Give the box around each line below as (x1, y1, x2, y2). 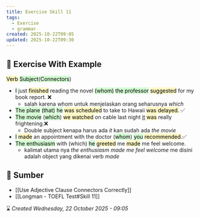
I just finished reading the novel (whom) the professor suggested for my (15, 87, 195, 94)
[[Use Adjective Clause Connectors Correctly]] (15, 186, 132, 193)
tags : (6, 14, 20, 21)
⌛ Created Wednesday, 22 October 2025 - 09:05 (6, 205, 129, 212)
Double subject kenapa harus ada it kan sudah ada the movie (24, 126, 176, 133)
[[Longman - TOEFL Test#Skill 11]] (15, 193, 100, 200)
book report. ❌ (15, 93, 52, 100)
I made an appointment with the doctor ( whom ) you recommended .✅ (15, 133, 187, 140)
